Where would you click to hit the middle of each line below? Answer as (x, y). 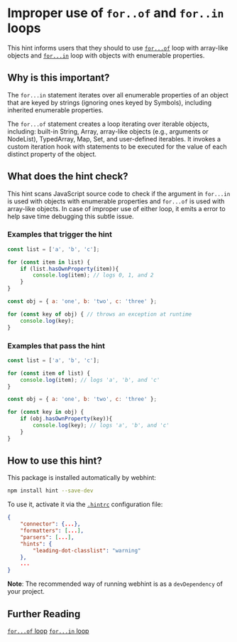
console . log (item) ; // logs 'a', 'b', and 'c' (90, 380)
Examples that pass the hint (56, 346)
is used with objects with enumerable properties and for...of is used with (116, 201)
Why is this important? (59, 78)
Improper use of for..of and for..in (116, 13)
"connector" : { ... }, (50, 524)
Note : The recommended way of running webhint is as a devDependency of (115, 584)
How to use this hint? (55, 461)
